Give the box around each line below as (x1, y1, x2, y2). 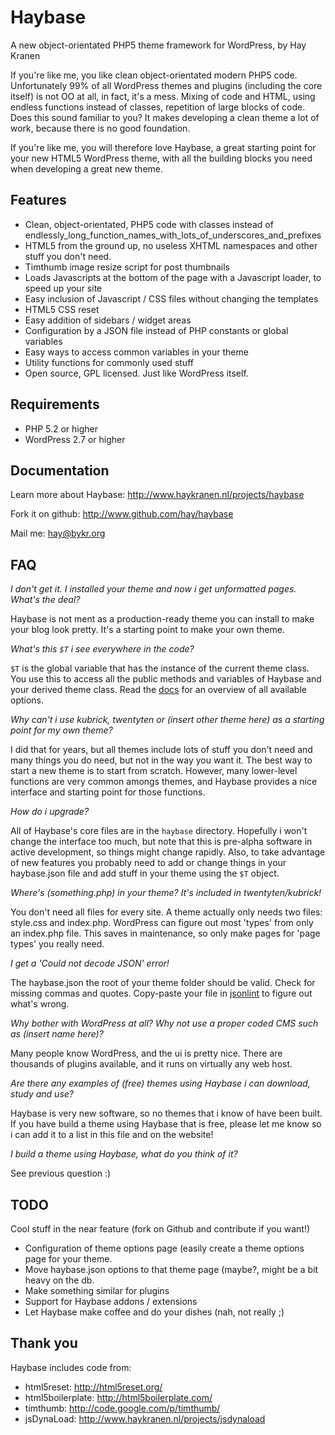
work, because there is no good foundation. (10, 122, 191, 134)
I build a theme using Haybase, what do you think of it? (10, 1148, 238, 1160)
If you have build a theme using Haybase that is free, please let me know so (10, 1118, 322, 1130)
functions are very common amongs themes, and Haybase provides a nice (10, 776, 318, 788)
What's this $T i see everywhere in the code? (10, 643, 195, 655)
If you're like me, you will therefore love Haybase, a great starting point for (10, 141, 317, 153)
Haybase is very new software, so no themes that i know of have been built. (10, 1107, 323, 1120)
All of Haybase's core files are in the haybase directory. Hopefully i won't (10, 825, 308, 837)
